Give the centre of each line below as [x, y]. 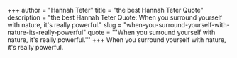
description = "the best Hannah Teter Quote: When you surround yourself [115, 17]
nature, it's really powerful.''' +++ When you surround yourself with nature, [117, 40]
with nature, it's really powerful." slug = [65, 25]
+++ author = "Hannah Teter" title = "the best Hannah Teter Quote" [105, 10]
